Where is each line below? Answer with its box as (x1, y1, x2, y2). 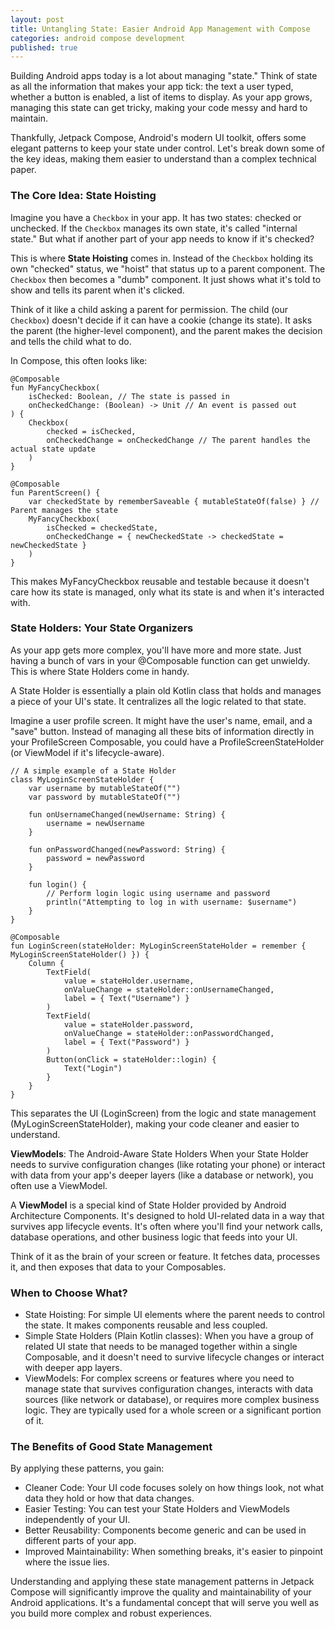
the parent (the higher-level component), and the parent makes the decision (10, 324, 323, 336)
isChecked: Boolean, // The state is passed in (28, 391, 230, 401)
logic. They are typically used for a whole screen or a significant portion (24, 1404, 322, 1416)
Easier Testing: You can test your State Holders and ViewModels (24, 1503, 290, 1515)
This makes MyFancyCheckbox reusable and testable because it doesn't (10, 575, 310, 587)
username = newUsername (46, 818, 145, 828)
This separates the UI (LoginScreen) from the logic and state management (10, 1107, 317, 1119)
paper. (10, 164, 37, 176)
